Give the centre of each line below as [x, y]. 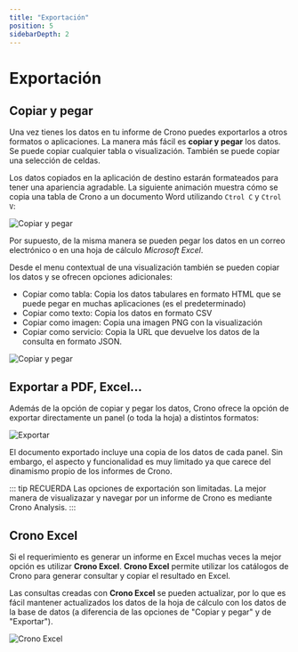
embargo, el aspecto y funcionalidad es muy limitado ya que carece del [140, 462]
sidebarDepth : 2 [39, 34]
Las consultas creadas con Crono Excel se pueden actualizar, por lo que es [148, 593]
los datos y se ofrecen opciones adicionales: [91, 277]
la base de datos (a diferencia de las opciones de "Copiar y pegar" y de [140, 612]
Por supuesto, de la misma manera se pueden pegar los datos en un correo [147, 240]
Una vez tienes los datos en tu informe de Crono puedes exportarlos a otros [148, 132]
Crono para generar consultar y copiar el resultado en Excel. [120, 576]
